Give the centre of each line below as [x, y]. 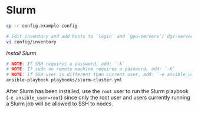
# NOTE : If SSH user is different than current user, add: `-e [85, 75]
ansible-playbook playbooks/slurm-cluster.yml [64, 80]
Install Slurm [21, 53]
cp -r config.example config [42, 26]
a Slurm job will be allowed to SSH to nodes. [60, 104]
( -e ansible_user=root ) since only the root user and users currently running [98, 98]
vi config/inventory [32, 42]
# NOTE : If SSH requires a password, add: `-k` [66, 64]
